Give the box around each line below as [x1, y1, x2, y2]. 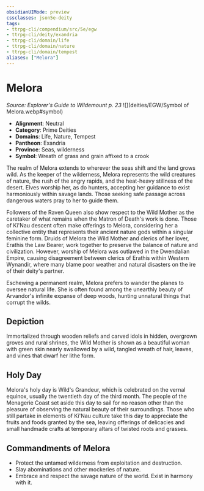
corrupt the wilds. [6, 299, 51, 306]
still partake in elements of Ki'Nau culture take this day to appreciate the [6, 412, 188, 420]
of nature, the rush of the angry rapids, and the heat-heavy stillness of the [6, 177, 193, 185]
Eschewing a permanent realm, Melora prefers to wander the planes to [6, 279, 184, 286]
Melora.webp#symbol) [6, 108, 64, 115]
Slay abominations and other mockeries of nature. [15, 466, 141, 473]
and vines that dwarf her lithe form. [6, 352, 95, 359]
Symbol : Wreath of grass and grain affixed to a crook [15, 152, 150, 159]
